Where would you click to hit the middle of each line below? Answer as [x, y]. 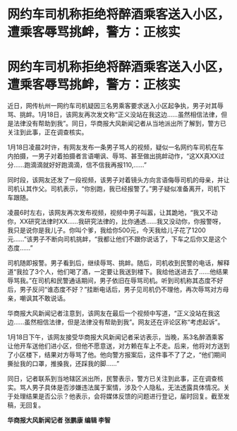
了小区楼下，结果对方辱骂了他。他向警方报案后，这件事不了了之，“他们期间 [117, 355]
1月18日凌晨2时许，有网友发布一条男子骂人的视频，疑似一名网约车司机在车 [116, 147]
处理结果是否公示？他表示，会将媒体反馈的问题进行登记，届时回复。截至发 [121, 396]
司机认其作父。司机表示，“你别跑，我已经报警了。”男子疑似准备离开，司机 [114, 189]
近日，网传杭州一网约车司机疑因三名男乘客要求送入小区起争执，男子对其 [112, 106]
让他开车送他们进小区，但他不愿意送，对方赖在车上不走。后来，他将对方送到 [119, 346]
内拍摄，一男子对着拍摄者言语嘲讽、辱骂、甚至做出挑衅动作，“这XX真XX [113, 156]
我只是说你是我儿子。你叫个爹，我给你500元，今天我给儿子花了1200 [107, 230]
